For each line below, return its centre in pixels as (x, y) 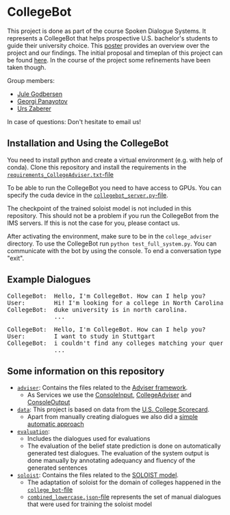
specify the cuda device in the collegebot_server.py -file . (88, 195)
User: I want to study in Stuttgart (81, 336)
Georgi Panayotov (42, 101)
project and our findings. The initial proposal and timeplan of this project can (115, 53)
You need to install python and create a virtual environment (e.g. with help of (115, 160)
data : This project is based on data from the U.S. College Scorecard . (113, 409)
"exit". (16, 258)
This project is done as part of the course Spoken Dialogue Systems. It (107, 31)
